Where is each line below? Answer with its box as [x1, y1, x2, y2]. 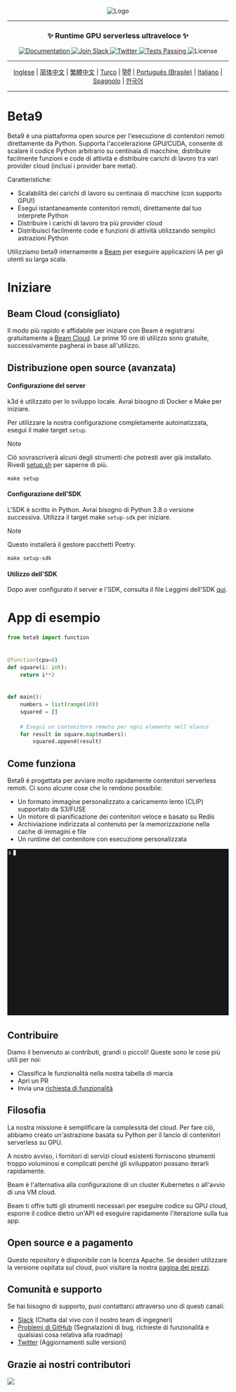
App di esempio [7, 610, 100, 626]
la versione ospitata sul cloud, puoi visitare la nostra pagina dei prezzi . [7, 1263, 211, 1272]
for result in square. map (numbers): [20, 731, 128, 738]
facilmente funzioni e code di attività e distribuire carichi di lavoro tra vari [7, 154, 218, 163]
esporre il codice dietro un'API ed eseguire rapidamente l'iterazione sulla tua [7, 1209, 228, 1217]
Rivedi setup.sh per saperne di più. [7, 460, 108, 468]
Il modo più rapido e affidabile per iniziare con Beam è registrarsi [7, 326, 195, 335]
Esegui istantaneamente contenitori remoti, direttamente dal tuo [17, 204, 202, 213]
